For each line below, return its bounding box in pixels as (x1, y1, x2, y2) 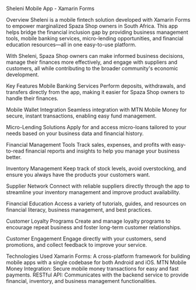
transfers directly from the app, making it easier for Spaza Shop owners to (6, 89, 185, 95)
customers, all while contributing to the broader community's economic (6, 65, 178, 72)
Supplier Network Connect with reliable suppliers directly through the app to (6, 182, 190, 189)
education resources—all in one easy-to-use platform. (6, 41, 136, 48)
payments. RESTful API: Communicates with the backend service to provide (6, 271, 189, 278)
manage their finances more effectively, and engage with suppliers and (6, 58, 177, 65)
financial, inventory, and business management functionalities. (6, 278, 157, 284)
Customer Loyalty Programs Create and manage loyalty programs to (6, 217, 171, 225)
